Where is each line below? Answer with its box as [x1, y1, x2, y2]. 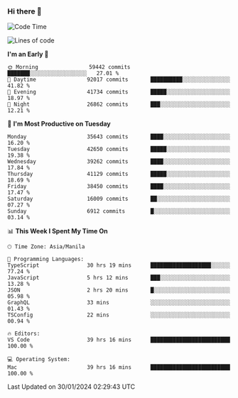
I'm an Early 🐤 [7, 50, 49, 59]
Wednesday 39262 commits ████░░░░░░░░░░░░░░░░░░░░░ [7, 158, 231, 165]
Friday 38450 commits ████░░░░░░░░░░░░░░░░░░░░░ [7, 183, 231, 190]
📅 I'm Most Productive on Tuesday [7, 120, 112, 128]
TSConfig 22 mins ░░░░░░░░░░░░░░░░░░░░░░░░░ [7, 311, 231, 319]
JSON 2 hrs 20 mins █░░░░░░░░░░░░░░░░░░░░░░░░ [7, 287, 231, 294]
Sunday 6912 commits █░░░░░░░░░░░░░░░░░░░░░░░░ [7, 208, 231, 215]
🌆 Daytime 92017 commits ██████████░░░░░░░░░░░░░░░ [7, 76, 231, 84]
